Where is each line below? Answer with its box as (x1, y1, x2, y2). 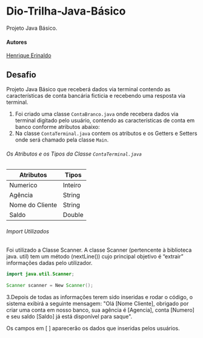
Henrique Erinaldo (6, 52, 52, 59)
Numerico (9, 181, 38, 190)
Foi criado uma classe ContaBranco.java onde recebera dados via (15, 110, 179, 117)
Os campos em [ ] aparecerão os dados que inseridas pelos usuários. (6, 324, 180, 332)
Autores (6, 38, 27, 46)
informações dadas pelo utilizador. (6, 260, 93, 267)
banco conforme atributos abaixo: (15, 123, 100, 130)
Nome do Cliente (9, 201, 58, 209)
